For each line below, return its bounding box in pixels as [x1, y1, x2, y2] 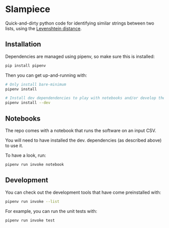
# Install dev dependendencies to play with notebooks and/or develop [5, 95, 156, 101]
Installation [5, 40, 41, 49]
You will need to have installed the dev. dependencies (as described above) [5, 137, 162, 143]
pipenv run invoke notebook [5, 162, 64, 167]
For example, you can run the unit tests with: [5, 208, 98, 214]
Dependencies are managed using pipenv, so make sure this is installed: [5, 53, 155, 59]
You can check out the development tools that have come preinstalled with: [5, 189, 161, 195]
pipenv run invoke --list [5, 199, 59, 204]
